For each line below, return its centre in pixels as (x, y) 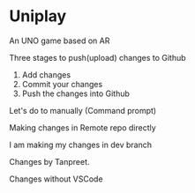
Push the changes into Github (76, 93)
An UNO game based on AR (60, 41)
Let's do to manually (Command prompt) (83, 110)
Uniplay (38, 16)
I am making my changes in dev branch (81, 145)
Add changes (46, 74)
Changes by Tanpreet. (49, 161)
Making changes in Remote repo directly (82, 127)
